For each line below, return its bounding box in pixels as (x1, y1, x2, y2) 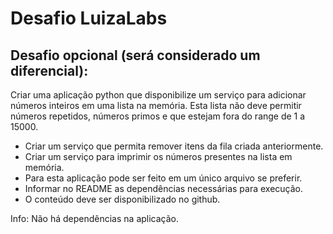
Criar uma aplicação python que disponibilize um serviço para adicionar (10, 89, 307, 101)
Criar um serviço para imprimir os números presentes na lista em (24, 151, 293, 162)
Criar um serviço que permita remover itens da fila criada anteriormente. (24, 140, 324, 152)
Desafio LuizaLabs (10, 7, 168, 30)
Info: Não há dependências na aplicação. (10, 213, 180, 224)
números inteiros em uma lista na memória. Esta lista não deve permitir (10, 100, 302, 111)
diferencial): (10, 62, 89, 79)
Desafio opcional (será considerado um (10, 47, 261, 64)
